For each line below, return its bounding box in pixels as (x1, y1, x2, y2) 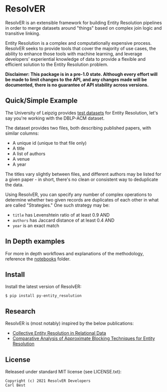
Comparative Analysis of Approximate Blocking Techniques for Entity (12, 335, 155, 342)
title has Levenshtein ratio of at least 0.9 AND (12, 212, 110, 218)
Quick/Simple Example (5, 96, 78, 105)
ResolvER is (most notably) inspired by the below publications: (5, 320, 134, 327)
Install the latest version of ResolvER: (5, 283, 82, 289)
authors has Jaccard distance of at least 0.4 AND (12, 217, 115, 223)
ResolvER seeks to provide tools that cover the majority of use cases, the (5, 45, 156, 51)
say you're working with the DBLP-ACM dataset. (5, 115, 105, 121)
